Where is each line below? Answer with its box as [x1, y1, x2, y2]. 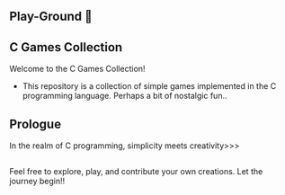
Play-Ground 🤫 [9, 9, 93, 24]
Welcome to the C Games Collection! [9, 64, 146, 75]
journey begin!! [9, 176, 66, 187]
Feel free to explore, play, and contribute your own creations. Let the [9, 166, 263, 177]
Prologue [9, 116, 61, 131]
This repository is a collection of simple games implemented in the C [22, 81, 277, 92]
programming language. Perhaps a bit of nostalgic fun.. [22, 91, 227, 102]
